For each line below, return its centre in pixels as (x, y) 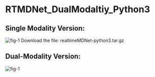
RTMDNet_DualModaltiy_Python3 (78, 9)
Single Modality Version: (45, 28)
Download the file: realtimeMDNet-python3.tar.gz (73, 40)
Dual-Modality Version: (43, 56)
